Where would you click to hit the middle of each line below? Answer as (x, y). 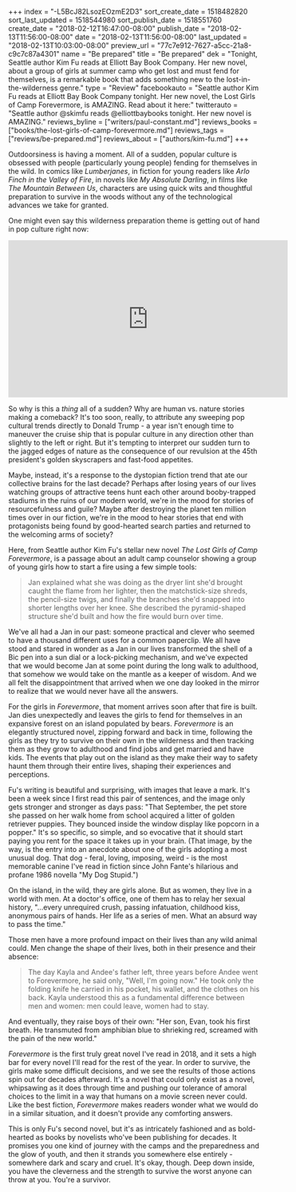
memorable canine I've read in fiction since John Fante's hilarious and (123, 866)
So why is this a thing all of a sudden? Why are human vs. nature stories (126, 409)
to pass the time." (37, 924)
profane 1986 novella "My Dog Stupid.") (73, 875)
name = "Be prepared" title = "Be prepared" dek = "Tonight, (159, 54)
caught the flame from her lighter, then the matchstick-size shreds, (138, 591)
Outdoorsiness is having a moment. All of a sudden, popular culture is (123, 154)
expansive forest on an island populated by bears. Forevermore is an (121, 723)
